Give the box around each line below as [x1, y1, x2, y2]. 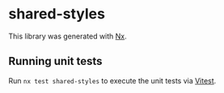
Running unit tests [8, 55, 103, 68]
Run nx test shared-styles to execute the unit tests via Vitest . [8, 75, 217, 85]
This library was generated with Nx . [8, 31, 127, 41]
